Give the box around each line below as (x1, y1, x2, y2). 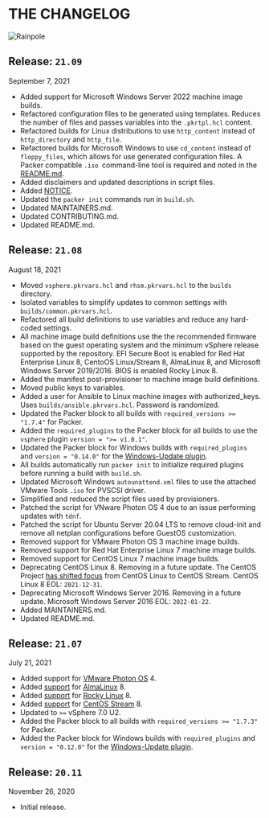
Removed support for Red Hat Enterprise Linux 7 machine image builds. (19, 545, 257, 555)
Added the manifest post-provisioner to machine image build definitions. (19, 374, 260, 384)
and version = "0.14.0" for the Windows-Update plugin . (19, 451, 208, 461)
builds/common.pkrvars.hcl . (19, 306, 112, 315)
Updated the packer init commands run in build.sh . (19, 194, 195, 203)
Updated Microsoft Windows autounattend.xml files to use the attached (19, 476, 257, 487)
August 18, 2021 (8, 265, 62, 274)
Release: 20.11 (8, 765, 83, 779)
